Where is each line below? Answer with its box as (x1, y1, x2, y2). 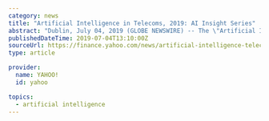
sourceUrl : (8, 42, 45, 50)
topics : (8, 93, 34, 101)
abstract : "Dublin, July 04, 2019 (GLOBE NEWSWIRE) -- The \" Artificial (8, 26, 256, 34)
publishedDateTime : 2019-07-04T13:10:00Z (8, 34, 149, 42)
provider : (8, 63, 42, 72)
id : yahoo (15, 78, 48, 87)
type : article (8, 49, 56, 57)
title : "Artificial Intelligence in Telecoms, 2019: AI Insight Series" (8, 19, 256, 27)
